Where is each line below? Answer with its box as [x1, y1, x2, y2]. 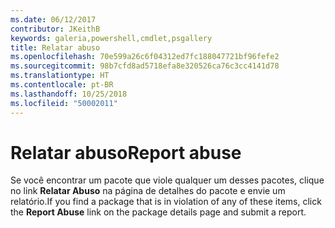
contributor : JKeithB [10, 24, 101, 34]
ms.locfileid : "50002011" [10, 98, 118, 108]
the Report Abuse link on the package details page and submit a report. [10, 206, 307, 218]
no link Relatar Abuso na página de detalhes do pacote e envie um [10, 185, 286, 197]
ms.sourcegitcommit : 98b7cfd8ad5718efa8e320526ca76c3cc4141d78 [10, 61, 280, 71]
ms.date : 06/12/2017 [10, 14, 97, 25]
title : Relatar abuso [10, 42, 101, 53]
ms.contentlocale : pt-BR [10, 80, 114, 90]
